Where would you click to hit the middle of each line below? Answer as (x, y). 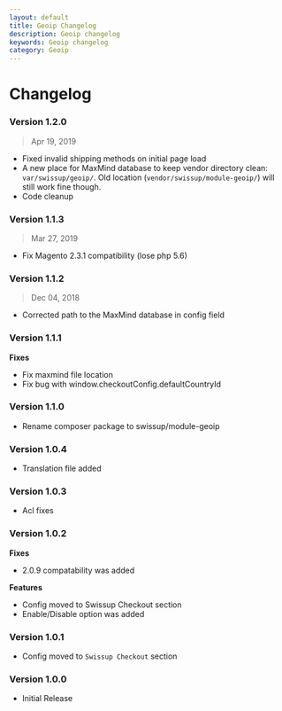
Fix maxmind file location (67, 374)
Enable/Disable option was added (83, 613)
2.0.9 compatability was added (78, 570)
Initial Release (47, 699)
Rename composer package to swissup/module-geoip (121, 426)
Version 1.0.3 (38, 491)
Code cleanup (47, 196)
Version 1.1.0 (37, 407)
